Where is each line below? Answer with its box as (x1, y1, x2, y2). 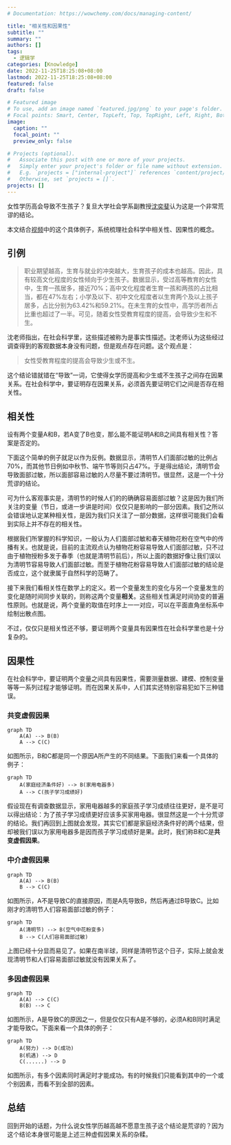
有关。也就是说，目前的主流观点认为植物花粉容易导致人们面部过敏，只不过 (12, 543, 224, 552)
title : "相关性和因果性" (7, 22, 71, 30)
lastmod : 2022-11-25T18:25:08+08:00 (7, 74, 112, 81)
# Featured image (7, 99, 57, 106)
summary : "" (7, 35, 41, 42)
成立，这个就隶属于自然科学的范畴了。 (12, 569, 122, 577)
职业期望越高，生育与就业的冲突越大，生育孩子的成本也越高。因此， (23, 267, 217, 275)
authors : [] (7, 42, 41, 49)
